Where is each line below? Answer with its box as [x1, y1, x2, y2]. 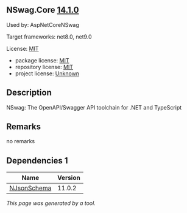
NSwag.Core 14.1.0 [6, 5, 79, 15]
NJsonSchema [9, 184, 52, 192]
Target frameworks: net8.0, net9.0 [6, 33, 93, 40]
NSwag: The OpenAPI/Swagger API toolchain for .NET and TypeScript [6, 103, 182, 111]
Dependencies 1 [6, 155, 68, 166]
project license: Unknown [15, 70, 80, 77]
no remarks [6, 138, 35, 145]
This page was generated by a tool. [6, 200, 96, 207]
